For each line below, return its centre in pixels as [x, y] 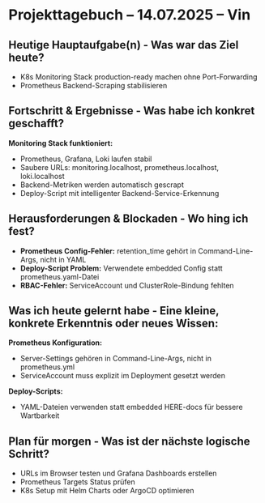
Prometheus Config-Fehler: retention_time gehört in [108, 251]
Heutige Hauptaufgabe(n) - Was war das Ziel [124, 45]
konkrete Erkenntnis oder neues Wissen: [113, 324]
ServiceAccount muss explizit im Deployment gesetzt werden [122, 376]
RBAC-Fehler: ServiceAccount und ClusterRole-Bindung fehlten [127, 285]
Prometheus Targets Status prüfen [77, 482]
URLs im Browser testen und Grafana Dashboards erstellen [118, 473]
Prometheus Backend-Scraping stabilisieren [94, 85]
